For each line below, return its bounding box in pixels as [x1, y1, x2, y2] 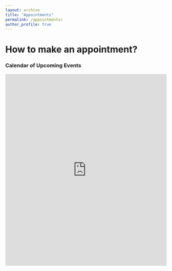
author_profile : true [5, 21, 52, 27]
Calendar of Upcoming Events [5, 62, 81, 69]
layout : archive [5, 7, 40, 13]
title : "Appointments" [5, 12, 54, 17]
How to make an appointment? [5, 44, 138, 55]
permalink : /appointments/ [5, 17, 63, 22]
